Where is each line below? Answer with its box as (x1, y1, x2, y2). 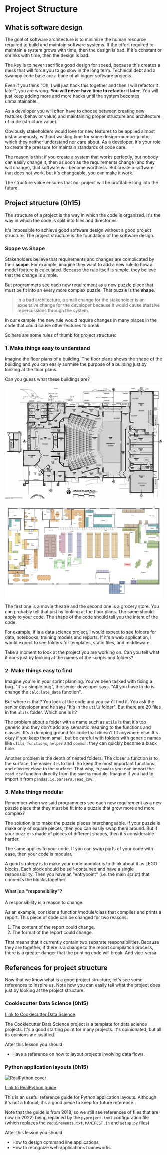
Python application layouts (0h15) (5, 1063, 89, 1070)
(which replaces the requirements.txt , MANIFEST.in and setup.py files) (5, 1120, 150, 1126)
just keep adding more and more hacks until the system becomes (5, 93, 140, 99)
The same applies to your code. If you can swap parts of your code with (5, 846, 153, 852)
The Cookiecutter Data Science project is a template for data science (5, 1021, 147, 1027)
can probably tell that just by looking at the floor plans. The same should (5, 608, 154, 614)
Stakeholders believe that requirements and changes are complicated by (5, 256, 155, 262)
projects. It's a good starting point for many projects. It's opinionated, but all (5, 1026, 161, 1032)
